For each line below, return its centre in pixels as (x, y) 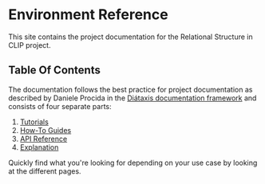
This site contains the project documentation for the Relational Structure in (131, 37)
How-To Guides (45, 130)
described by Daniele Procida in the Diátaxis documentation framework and (132, 98)
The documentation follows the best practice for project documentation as (131, 89)
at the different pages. (45, 171)
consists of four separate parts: (60, 106)
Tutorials (34, 122)
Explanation (39, 147)
